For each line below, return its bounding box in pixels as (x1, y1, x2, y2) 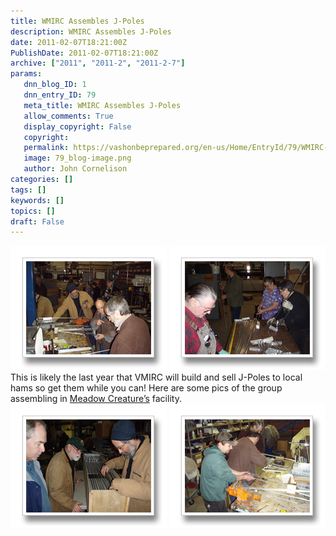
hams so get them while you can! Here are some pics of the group (10, 382, 283, 394)
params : (10, 69, 43, 79)
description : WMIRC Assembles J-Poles (10, 26, 172, 37)
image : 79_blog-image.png (23, 153, 132, 164)
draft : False (10, 216, 65, 227)
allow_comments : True (23, 111, 114, 121)
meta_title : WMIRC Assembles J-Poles (23, 100, 182, 110)
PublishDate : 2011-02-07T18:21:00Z (10, 48, 159, 58)
